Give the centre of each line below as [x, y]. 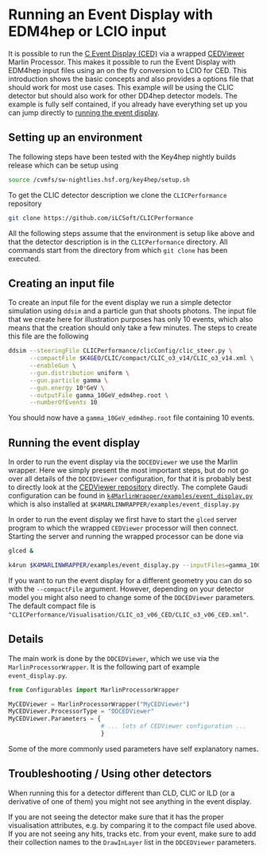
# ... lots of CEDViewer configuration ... [174, 726]
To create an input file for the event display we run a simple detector [120, 303]
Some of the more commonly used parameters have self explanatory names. [133, 749]
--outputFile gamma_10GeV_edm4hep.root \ [99, 395]
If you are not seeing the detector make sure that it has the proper [116, 817]
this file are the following [48, 336]
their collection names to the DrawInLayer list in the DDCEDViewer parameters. [132, 842]
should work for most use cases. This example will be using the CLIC [121, 87]
